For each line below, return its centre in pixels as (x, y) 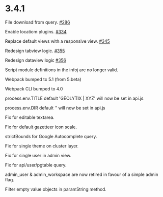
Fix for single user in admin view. (38, 155)
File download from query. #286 (38, 22)
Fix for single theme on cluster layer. (42, 146)
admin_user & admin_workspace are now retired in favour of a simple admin (82, 174)
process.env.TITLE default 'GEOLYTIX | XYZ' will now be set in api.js (74, 98)
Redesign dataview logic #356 (36, 60)
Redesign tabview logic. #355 (35, 51)
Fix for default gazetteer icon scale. (41, 127)
